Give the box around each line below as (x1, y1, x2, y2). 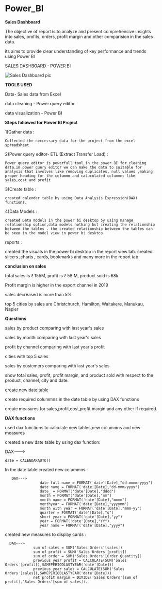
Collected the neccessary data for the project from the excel (5, 138, 136, 143)
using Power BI (5, 53, 35, 59)
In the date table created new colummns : (5, 466, 88, 473)
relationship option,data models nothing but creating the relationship (5, 222, 155, 227)
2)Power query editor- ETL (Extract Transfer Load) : (5, 151, 108, 157)
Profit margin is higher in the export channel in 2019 (5, 282, 108, 288)
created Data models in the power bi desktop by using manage (5, 218, 133, 223)
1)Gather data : (5, 129, 35, 134)
